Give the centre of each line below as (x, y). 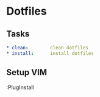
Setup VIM (27, 72)
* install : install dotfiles (50, 53)
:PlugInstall (20, 87)
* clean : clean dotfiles (47, 48)
